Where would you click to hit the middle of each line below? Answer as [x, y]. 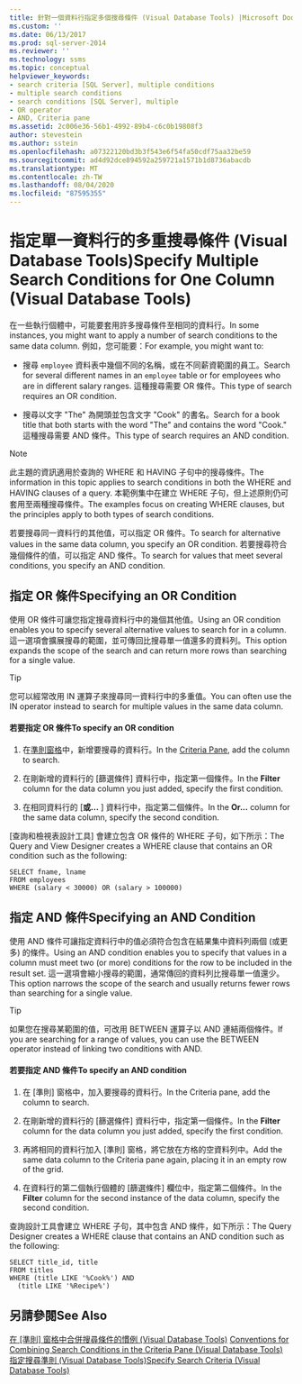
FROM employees [38, 879]
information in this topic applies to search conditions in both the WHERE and [151, 482]
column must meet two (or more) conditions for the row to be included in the [151, 962]
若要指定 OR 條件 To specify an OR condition [92, 728]
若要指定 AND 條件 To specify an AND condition [98, 1070]
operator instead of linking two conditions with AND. [106, 1048]
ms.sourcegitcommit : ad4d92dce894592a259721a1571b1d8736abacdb [130, 160]
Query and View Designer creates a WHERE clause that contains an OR [141, 846]
